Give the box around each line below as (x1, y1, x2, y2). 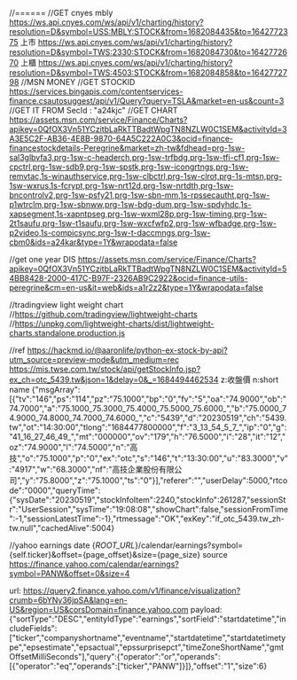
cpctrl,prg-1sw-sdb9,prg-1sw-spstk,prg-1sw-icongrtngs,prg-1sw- (9, 161, 250, 172)
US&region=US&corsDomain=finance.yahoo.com (9, 605, 189, 614)
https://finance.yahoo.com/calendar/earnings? (9, 559, 179, 569)
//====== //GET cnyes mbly (9, 8, 113, 18)
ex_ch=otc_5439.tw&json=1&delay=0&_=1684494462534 (9, 374, 219, 385)
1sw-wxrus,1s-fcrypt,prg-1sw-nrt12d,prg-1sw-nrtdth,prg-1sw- (9, 181, 234, 191)
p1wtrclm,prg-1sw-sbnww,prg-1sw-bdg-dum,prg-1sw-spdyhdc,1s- (9, 199, 252, 209)
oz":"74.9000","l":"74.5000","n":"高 (9, 442, 138, 452)
